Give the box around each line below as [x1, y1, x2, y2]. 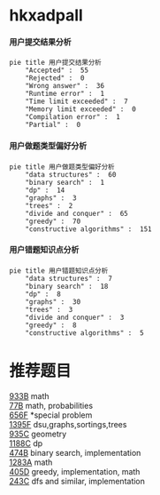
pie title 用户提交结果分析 [9, 59, 102, 68]
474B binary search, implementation [9, 447, 141, 458]
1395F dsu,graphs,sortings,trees [9, 419, 127, 429]
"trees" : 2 [25, 201, 73, 210]
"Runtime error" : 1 [25, 90, 104, 99]
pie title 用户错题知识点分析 [9, 266, 109, 275]
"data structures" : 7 [25, 274, 113, 283]
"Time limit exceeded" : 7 [25, 97, 128, 107]
